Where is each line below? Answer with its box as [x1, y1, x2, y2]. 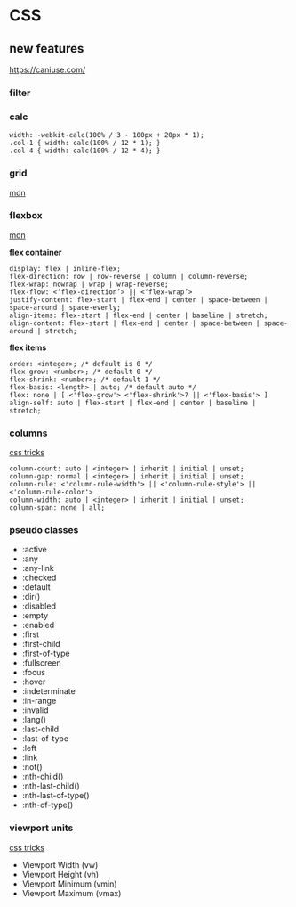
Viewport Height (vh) [21, 869, 100, 879]
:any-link [21, 563, 55, 574]
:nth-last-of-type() [21, 790, 91, 801]
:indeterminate [21, 686, 76, 697]
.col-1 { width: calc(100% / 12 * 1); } [9, 139, 162, 148]
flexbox [9, 209, 43, 222]
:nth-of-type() [21, 799, 74, 811]
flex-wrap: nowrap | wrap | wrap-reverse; [9, 280, 169, 289]
